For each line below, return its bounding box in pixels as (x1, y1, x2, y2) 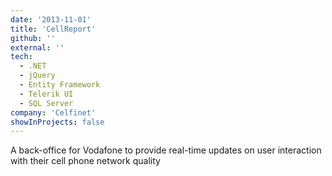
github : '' (10, 33, 56, 43)
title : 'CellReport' (10, 24, 97, 34)
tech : (10, 52, 33, 62)
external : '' (10, 42, 65, 53)
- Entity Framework (19, 80, 101, 90)
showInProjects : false (10, 117, 105, 127)
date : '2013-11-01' (10, 14, 92, 25)
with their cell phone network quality (10, 155, 161, 167)
